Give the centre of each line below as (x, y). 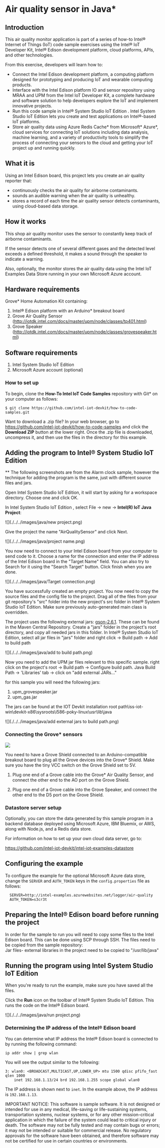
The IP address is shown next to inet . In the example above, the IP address (81, 1089)
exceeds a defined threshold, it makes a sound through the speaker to (76, 254)
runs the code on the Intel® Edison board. (47, 1005)
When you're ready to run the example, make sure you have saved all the (79, 985)
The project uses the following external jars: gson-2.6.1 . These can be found (82, 622)
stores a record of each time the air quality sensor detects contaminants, (86, 201)
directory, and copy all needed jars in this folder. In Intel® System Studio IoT (82, 632)
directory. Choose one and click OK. (42, 498)
